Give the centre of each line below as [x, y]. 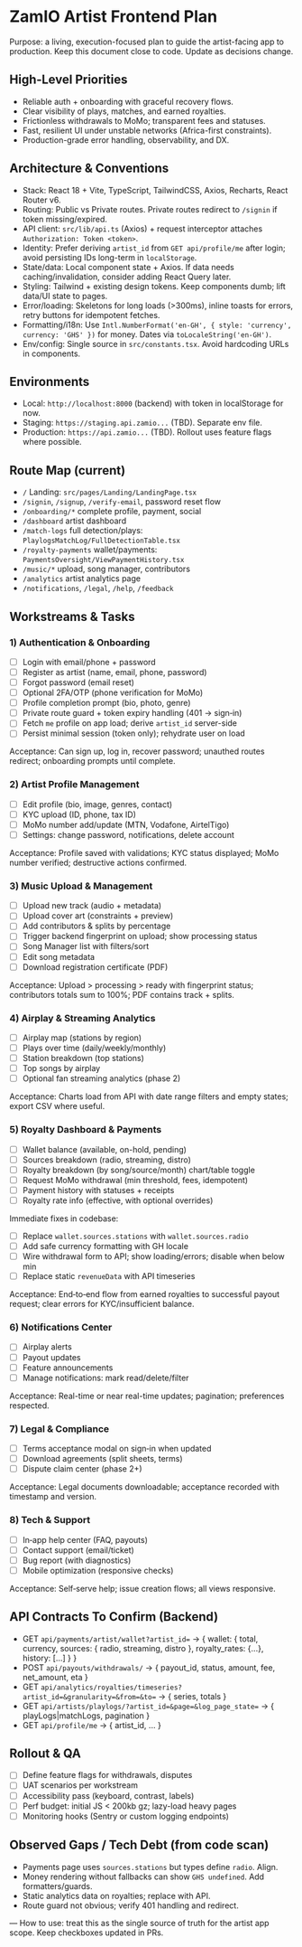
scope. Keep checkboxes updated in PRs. [87, 1933]
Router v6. [41, 200]
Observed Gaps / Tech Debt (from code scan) [139, 1845]
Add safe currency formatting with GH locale [105, 1246]
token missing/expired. [65, 219]
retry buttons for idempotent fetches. [91, 315]
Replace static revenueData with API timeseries [109, 1276]
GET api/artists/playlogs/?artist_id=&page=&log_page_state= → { [148, 1706]
